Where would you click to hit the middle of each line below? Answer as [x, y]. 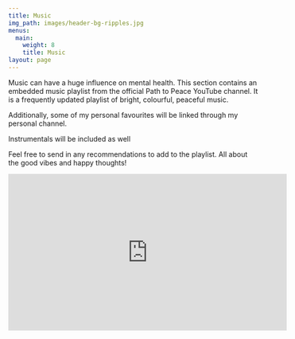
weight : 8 [39, 45]
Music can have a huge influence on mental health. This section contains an [133, 82]
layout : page [30, 60]
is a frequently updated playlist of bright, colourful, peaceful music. [118, 99]
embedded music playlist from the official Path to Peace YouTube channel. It [133, 91]
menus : [19, 30]
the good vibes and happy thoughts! [68, 162]
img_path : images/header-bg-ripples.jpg [76, 23]
